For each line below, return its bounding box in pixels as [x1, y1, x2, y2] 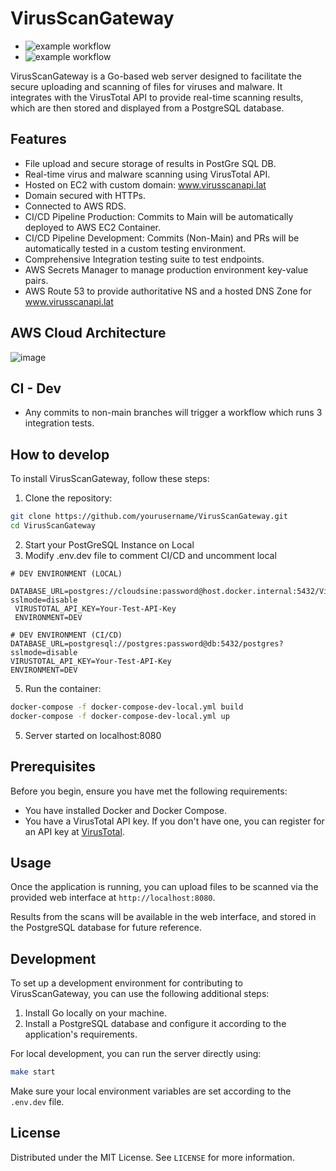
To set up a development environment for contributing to [10, 977, 243, 989]
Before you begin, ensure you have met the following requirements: [10, 785, 288, 797]
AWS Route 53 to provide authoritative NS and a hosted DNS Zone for [24, 285, 312, 297]
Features [10, 131, 67, 148]
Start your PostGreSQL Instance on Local [24, 538, 195, 551]
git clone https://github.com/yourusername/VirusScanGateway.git [10, 512, 288, 522]
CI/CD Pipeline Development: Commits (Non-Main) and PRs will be [24, 232, 300, 244]
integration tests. [24, 417, 95, 429]
